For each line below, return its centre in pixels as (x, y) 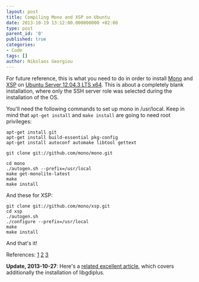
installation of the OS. (32, 97)
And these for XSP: (29, 195)
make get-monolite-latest (38, 174)
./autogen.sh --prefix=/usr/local (49, 169)
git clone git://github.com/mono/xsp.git (58, 206)
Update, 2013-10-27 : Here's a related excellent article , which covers (90, 266)
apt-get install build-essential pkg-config (62, 137)
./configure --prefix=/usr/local (48, 221)
